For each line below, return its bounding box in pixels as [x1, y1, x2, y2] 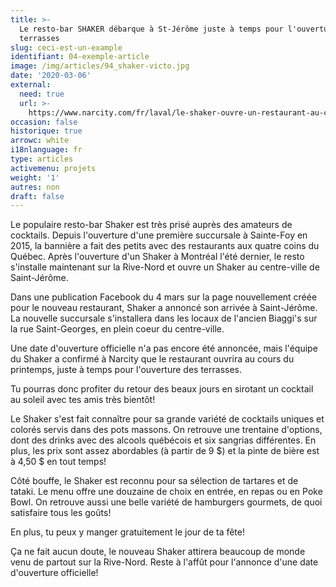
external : [10, 80, 52, 90]
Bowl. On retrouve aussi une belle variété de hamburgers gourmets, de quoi [10, 496, 323, 508]
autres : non [10, 182, 60, 192]
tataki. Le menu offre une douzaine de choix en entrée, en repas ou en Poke [10, 486, 323, 498]
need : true [19, 89, 65, 99]
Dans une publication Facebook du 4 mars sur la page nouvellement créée [10, 291, 318, 303]
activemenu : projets [10, 163, 97, 173]
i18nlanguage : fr [10, 145, 83, 155]
